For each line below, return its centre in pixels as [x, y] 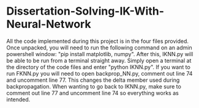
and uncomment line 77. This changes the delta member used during [93, 80]
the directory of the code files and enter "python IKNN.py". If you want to [99, 67]
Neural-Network [49, 24]
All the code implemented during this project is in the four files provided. [97, 41]
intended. [18, 99]
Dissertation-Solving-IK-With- [85, 11]
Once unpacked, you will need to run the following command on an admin [99, 48]
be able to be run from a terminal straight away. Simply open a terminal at [99, 60]
